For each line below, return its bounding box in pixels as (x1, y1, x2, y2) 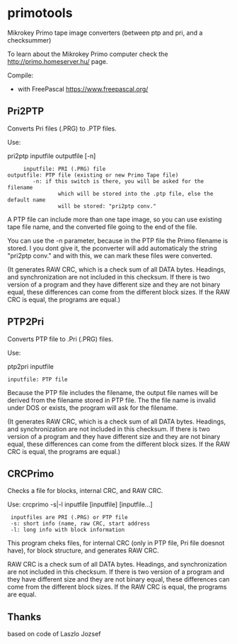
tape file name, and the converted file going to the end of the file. (7, 222, 197, 231)
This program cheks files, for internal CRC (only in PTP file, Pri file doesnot (7, 539, 225, 548)
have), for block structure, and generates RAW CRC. (7, 546, 159, 555)
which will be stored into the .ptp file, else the (57, 190, 214, 197)
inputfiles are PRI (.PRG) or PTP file (10, 514, 129, 521)
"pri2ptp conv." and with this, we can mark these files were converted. (7, 251, 213, 260)
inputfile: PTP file (7, 376, 69, 383)
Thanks (7, 611, 42, 623)
